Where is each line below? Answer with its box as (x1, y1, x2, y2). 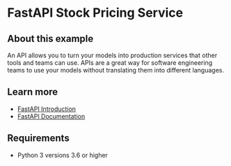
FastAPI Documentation (17, 112, 86, 120)
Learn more (7, 86, 58, 98)
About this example (7, 33, 94, 45)
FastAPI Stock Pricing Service (7, 5, 183, 21)
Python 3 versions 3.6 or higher (17, 151, 108, 159)
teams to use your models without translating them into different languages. (7, 66, 225, 74)
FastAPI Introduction (17, 105, 77, 113)
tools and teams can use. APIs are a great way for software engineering (7, 59, 213, 67)
